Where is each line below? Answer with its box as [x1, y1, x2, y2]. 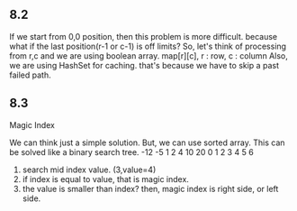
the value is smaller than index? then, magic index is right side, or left [22, 183, 279, 194]
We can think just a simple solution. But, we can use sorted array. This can [9, 137, 285, 148]
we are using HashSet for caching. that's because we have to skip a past [9, 60, 279, 70]
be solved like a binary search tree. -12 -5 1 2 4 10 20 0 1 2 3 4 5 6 [9, 146, 254, 157]
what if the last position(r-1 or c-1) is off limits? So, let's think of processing [9, 41, 286, 51]
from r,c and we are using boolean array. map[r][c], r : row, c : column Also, [9, 50, 288, 61]
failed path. [9, 69, 51, 80]
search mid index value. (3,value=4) [22, 164, 157, 175]
